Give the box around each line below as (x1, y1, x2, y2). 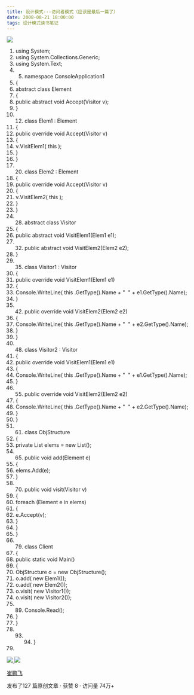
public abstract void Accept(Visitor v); (15, 98, 109, 105)
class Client (24, 543, 53, 550)
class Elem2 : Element (24, 168, 79, 175)
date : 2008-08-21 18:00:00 (7, 14, 74, 20)
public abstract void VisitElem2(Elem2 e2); (24, 245, 129, 252)
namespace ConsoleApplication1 (24, 73, 105, 80)
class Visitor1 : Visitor (24, 264, 77, 271)
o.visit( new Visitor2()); (15, 594, 72, 601)
